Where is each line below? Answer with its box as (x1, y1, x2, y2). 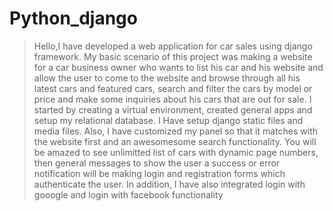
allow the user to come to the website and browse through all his (33, 72, 301, 84)
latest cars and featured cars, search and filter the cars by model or (33, 82, 313, 94)
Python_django (9, 7, 138, 30)
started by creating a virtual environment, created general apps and (33, 103, 313, 116)
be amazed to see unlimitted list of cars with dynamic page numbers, (33, 146, 319, 158)
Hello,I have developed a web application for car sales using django (33, 40, 313, 52)
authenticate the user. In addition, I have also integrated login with (33, 178, 306, 190)
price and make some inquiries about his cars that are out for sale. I (33, 93, 312, 105)
